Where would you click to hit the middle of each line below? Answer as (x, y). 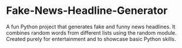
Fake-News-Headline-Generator (87, 11)
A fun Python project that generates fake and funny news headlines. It (91, 27)
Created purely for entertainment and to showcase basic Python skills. (91, 39)
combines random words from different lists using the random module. (92, 32)
